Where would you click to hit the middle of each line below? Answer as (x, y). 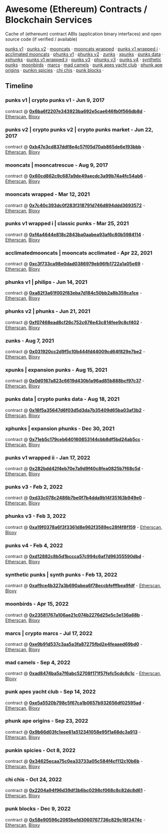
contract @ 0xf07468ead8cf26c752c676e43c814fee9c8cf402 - (74, 322)
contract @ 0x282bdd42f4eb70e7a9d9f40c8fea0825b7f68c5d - (74, 469)
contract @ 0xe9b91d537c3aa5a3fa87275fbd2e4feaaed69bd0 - (74, 644)
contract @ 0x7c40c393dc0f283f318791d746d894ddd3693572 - (75, 205)
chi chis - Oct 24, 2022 (34, 780)
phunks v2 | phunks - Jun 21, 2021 (48, 311)
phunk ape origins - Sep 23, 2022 (47, 721)
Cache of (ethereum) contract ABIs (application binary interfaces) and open (83, 34)
